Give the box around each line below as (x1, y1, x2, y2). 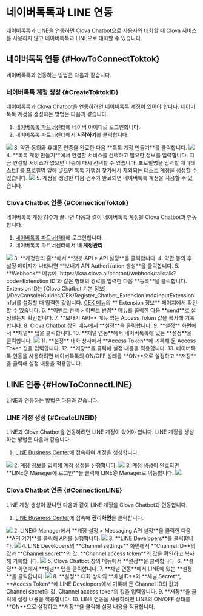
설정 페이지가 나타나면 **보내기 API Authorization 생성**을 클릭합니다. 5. (6, 262, 180, 269)
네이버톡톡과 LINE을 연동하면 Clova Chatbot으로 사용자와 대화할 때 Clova (6, 27, 181, 34)
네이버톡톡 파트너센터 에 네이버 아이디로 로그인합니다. (15, 123, 141, 131)
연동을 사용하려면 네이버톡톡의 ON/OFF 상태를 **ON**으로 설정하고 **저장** (12, 352, 197, 359)
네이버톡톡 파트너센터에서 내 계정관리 (15, 241, 103, 249)
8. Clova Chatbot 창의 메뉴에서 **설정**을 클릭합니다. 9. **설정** (24, 322, 181, 329)
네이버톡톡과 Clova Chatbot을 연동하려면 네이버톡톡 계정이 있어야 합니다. (6, 103, 180, 110)
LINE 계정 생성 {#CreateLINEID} (6, 414, 98, 422)
